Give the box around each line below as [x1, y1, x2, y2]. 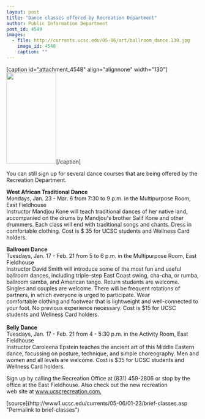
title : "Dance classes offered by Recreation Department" [6, 15, 157, 21]
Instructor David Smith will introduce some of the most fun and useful [6, 265, 182, 273]
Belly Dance [6, 323, 38, 331]
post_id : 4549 [6, 26, 43, 32]
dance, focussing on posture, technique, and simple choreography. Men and [6, 350, 199, 357]
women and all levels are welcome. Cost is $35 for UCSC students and [6, 356, 185, 363]
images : [6, 32, 26, 38]
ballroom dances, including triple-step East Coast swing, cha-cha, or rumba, [6, 271, 199, 279]
